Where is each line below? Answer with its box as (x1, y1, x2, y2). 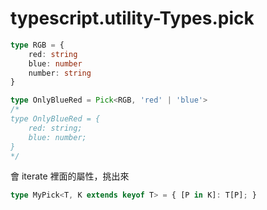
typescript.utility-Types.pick (10, 7, 255, 30)
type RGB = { (10, 40, 65, 50)
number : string (28, 68, 92, 78)
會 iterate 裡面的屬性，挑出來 (10, 170, 130, 182)
